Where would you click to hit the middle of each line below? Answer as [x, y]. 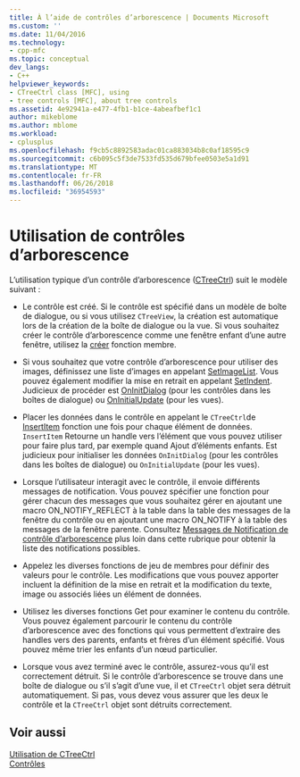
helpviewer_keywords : [50, 84]
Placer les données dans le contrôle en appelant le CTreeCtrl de [139, 417]
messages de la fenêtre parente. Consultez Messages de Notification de [155, 529]
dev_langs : [29, 68]
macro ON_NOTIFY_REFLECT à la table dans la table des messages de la [156, 510]
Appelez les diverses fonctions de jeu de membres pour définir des [146, 565]
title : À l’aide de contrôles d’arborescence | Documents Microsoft [139, 17]
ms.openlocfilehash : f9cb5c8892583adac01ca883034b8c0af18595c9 [129, 150]
